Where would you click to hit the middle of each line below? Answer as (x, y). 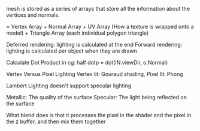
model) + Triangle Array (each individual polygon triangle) (78, 33)
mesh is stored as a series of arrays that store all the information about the (98, 9)
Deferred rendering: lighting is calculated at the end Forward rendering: (94, 45)
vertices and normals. (33, 15)
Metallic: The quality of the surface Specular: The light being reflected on (97, 97)
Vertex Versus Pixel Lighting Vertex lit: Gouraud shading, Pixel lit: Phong (95, 74)
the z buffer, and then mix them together (56, 121)
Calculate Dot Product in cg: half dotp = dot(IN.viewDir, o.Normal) (87, 63)
